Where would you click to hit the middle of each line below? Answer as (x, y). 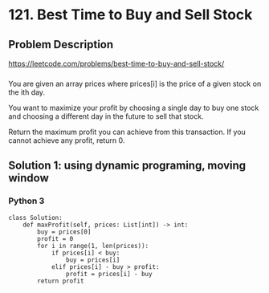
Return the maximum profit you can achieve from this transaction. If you (127, 132)
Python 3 (26, 201)
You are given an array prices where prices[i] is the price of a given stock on (135, 83)
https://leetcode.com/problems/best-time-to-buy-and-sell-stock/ (116, 63)
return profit (61, 281)
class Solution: (35, 218)
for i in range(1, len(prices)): (93, 246)
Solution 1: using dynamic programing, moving (127, 166)
